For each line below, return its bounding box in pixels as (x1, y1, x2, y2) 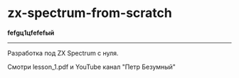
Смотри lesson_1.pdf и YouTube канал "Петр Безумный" (7, 62, 176, 71)
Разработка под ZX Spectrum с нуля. (7, 48, 119, 57)
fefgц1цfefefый (7, 28, 55, 37)
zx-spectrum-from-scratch (7, 5, 172, 21)
